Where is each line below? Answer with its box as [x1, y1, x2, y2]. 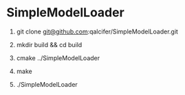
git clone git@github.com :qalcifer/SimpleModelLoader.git [16, 27, 178, 36]
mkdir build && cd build [16, 40, 83, 49]
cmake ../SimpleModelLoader [16, 53, 100, 62]
